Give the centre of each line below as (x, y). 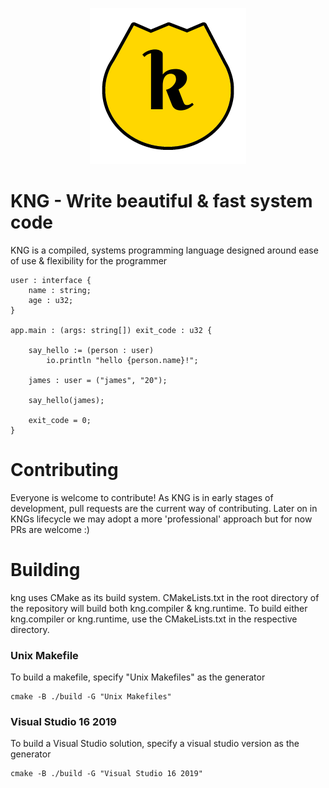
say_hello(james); (66, 400)
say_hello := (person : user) (91, 350)
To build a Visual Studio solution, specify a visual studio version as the (155, 744)
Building (45, 570)
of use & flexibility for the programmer (89, 260)
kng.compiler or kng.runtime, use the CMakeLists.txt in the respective (154, 619)
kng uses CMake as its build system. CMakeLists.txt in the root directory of (165, 597)
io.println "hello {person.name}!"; (122, 360)
